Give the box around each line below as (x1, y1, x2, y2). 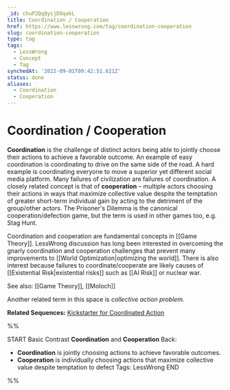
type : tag (7, 36, 36, 43)
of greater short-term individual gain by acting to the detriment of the (7, 197, 203, 205)
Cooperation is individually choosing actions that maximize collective (16, 356, 214, 364)
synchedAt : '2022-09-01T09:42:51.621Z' (7, 67, 122, 74)
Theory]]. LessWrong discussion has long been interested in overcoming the (7, 239, 224, 248)
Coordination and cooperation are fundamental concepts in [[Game (7, 232, 198, 240)
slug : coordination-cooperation (7, 29, 100, 36)
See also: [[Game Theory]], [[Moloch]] (7, 281, 116, 290)
